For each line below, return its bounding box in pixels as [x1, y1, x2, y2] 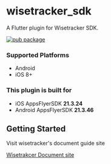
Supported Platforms [6, 51, 70, 59]
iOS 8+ [15, 71, 33, 78]
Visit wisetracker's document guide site [6, 140, 105, 147]
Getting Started [6, 124, 66, 134]
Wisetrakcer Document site [6, 151, 75, 159]
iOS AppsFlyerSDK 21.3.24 [15, 99, 83, 107]
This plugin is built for [6, 86, 72, 95]
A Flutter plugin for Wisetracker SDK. [6, 24, 99, 31]
